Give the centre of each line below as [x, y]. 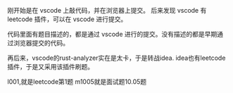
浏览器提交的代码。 [41, 43]
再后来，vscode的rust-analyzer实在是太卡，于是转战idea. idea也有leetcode [116, 58]
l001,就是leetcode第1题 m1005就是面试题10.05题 [77, 82]
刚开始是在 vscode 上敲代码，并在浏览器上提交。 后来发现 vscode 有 [107, 10]
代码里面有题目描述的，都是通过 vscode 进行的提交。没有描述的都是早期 [112, 34]
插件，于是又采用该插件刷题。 [50, 67]
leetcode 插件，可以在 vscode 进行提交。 [67, 19]
